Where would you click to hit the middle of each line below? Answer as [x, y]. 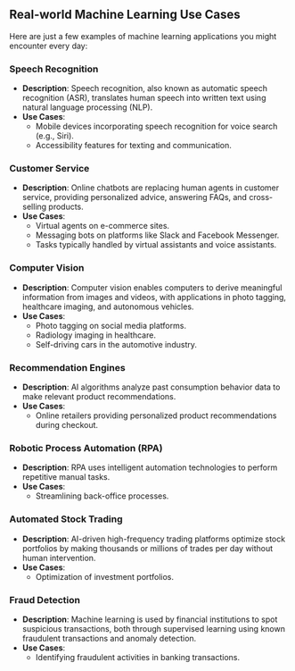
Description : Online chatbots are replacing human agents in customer [151, 188]
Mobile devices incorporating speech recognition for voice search [156, 126]
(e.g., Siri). [54, 136]
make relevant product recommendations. [99, 396]
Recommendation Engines [68, 367]
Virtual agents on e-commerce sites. [102, 226]
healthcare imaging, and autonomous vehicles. [108, 306]
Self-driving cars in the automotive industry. [116, 344]
